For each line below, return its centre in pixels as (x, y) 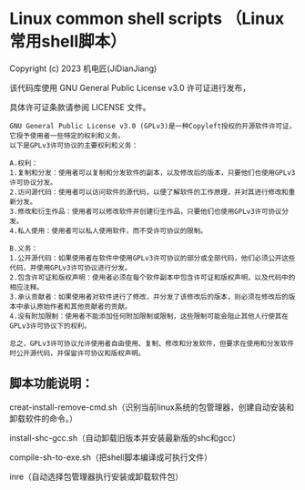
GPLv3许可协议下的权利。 (50, 326)
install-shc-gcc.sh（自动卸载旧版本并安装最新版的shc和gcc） (125, 437)
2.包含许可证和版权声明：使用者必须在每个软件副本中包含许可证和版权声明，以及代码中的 (152, 277)
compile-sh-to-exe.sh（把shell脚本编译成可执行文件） (111, 457)
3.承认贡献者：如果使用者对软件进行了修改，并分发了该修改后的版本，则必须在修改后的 (149, 297)
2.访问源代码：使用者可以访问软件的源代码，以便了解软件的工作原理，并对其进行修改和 (149, 192)
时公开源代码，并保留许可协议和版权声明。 (77, 353)
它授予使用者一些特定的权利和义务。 (67, 136)
